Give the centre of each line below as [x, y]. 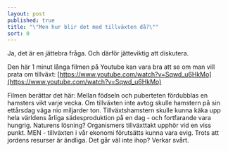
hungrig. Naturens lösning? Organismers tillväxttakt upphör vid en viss [109, 125]
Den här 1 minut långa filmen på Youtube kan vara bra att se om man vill [111, 67]
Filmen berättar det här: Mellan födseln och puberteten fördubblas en [108, 96]
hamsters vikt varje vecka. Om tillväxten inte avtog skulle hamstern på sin [114, 103]
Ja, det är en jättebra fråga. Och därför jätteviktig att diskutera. [98, 53]
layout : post [26, 14]
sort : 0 [19, 33]
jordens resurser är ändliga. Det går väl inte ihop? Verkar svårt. [98, 140]
